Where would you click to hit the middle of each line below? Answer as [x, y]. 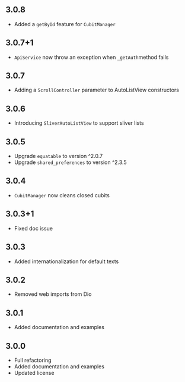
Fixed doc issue [33, 228]
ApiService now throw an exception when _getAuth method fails [91, 57]
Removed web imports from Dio [53, 294]
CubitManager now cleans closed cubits [62, 195]
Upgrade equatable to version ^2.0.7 [58, 156]
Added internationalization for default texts [66, 261]
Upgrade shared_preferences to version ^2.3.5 [70, 162]
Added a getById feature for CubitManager [65, 24]
